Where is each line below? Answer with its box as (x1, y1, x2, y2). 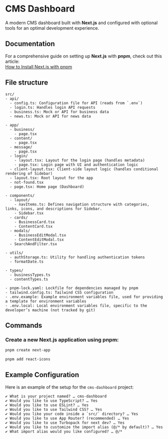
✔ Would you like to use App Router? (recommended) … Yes (5, 416, 129, 421)
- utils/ (5, 250, 24, 255)
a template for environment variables (5, 299, 87, 304)
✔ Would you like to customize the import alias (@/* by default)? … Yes (5, 424, 163, 429)
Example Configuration (5, 371, 79, 379)
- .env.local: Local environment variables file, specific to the (5, 303, 147, 308)
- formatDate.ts (10, 259, 44, 264)
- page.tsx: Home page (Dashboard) (10, 184, 85, 189)
